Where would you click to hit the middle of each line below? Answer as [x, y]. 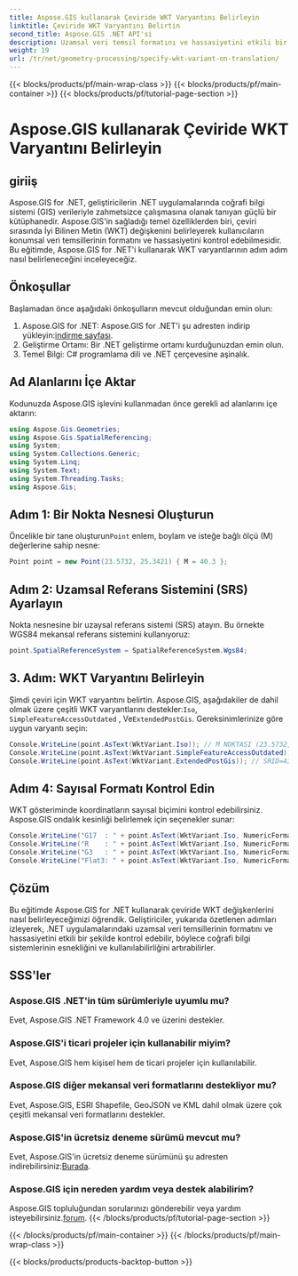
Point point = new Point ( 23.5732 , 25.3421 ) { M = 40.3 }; [118, 562]
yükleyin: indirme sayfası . [67, 335]
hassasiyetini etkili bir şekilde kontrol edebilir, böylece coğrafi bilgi [130, 938]
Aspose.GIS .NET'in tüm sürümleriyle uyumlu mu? [119, 1000]
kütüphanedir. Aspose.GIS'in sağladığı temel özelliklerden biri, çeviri [133, 221]
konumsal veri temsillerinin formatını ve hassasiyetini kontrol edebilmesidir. [145, 240]
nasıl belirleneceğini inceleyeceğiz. [73, 259]
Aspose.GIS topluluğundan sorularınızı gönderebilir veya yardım [125, 1208]
